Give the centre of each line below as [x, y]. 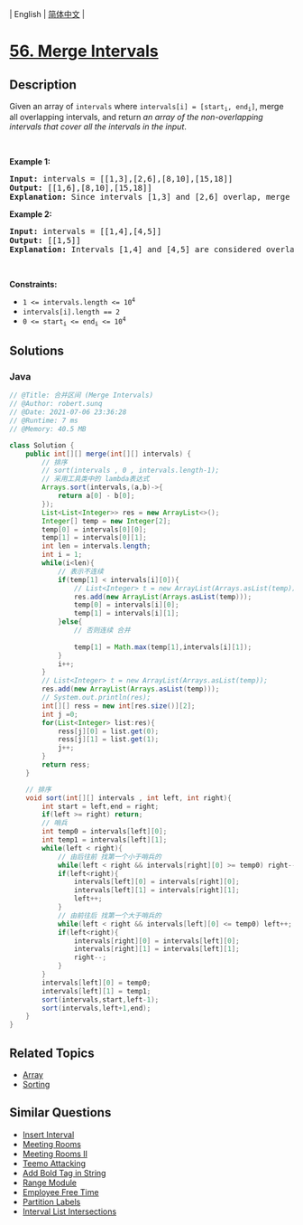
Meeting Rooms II [55, 1154]
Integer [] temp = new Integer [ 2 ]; [106, 521]
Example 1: [30, 162]
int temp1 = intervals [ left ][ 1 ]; [105, 840]
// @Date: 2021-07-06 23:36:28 [68, 412]
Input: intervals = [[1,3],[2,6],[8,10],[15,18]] [121, 179]
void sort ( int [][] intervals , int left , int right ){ [129, 798]
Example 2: [31, 214]
